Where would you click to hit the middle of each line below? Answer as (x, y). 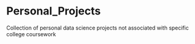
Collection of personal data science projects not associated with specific (97, 28)
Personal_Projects (54, 11)
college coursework (31, 34)
